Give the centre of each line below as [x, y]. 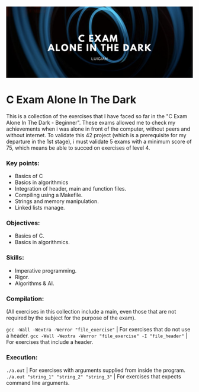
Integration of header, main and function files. [70, 189]
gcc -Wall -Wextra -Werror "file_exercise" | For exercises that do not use [98, 330]
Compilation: [25, 299]
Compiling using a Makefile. [49, 195]
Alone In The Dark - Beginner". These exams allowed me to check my [91, 122]
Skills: [15, 258]
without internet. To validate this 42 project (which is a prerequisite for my [96, 135]
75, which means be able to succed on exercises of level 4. [78, 148]
